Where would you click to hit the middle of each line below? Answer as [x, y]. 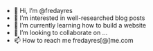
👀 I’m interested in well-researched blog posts [79, 18]
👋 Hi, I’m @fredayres [43, 11]
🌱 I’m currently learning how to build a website [80, 25]
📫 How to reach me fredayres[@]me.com [73, 40]
